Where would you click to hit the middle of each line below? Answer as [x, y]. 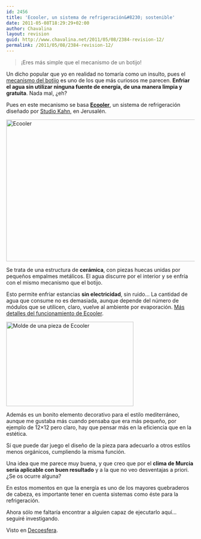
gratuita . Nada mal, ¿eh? [37, 93]
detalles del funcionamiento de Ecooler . [55, 313]
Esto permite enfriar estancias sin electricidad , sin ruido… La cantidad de [97, 294]
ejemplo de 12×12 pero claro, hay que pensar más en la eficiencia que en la [99, 427]
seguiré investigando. [33, 518]
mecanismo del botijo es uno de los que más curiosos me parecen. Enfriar [98, 80]
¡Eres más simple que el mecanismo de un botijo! [81, 62]
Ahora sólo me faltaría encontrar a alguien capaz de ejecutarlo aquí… [92, 512]
